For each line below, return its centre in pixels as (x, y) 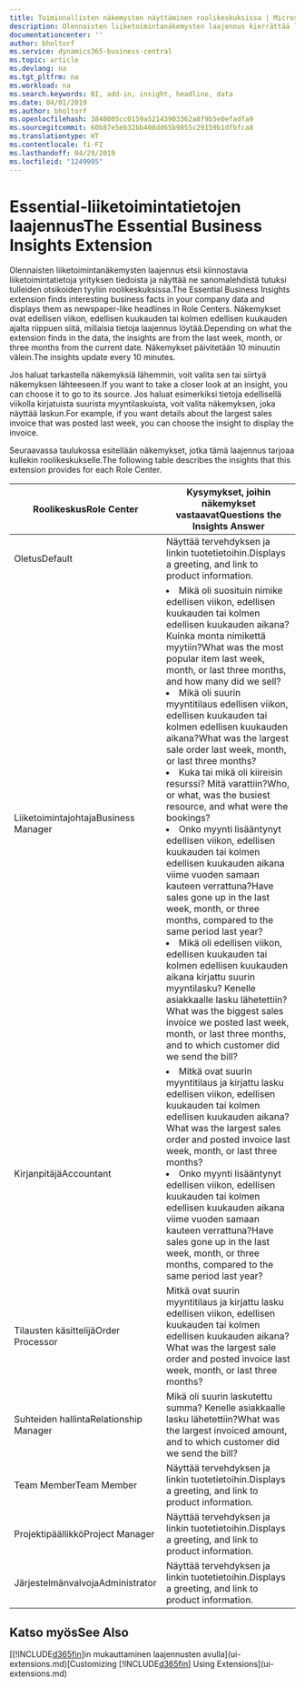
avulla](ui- (222, 1654)
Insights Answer (228, 527)
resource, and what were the (227, 807)
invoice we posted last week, (228, 1022)
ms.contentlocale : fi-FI (56, 145)
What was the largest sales (224, 1129)
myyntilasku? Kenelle (211, 989)
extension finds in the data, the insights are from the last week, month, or (146, 338)
